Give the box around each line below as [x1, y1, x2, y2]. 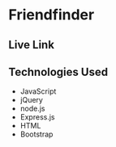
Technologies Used [8, 65, 108, 78]
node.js [19, 103, 46, 114]
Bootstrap [19, 129, 54, 139]
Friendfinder [8, 6, 95, 24]
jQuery [19, 95, 43, 105]
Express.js [19, 112, 55, 122]
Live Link [8, 38, 55, 52]
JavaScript [19, 86, 57, 96]
